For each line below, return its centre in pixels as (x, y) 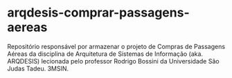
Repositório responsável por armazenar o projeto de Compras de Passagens (116, 46)
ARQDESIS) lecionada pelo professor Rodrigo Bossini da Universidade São (113, 61)
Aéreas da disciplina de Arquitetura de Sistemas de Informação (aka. (105, 54)
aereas (27, 27)
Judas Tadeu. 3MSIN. (38, 68)
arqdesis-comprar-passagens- (98, 13)
